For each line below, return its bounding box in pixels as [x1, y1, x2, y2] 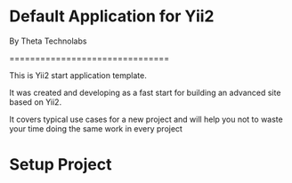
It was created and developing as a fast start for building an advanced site [9, 87, 281, 98]
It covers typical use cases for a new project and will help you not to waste [9, 114, 283, 124]
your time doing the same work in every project [9, 123, 182, 134]
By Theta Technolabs [9, 36, 87, 46]
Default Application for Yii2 [9, 6, 215, 27]
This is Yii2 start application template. [9, 69, 147, 81]
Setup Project [9, 155, 113, 175]
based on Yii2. [9, 96, 62, 107]
